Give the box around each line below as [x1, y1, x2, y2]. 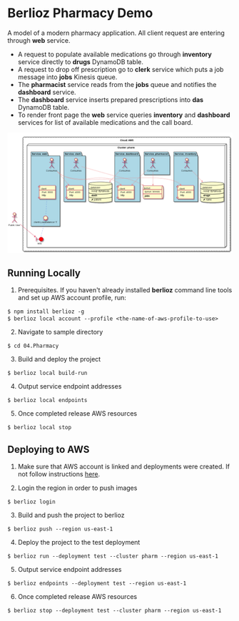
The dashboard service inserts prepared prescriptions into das [17, 95, 204, 104]
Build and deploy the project [17, 355, 101, 364]
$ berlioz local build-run [7, 369, 88, 377]
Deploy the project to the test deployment [17, 538, 141, 547]
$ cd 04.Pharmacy [7, 342, 59, 350]
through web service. [7, 36, 71, 44]
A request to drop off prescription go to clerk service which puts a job [17, 65, 224, 73]
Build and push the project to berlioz [17, 511, 125, 520]
